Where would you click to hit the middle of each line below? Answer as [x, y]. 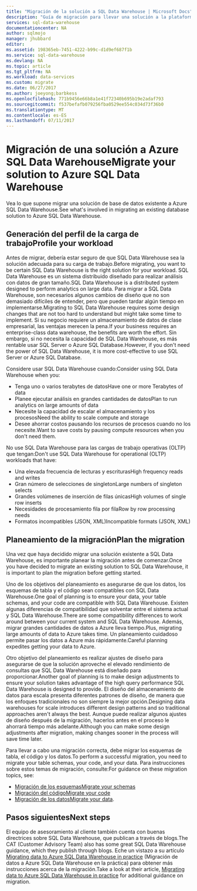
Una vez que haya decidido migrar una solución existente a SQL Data [90, 554]
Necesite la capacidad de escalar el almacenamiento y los [85, 411]
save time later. [24, 739]
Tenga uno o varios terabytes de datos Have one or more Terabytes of [99, 386]
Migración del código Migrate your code [62, 792]
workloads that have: [31, 460]
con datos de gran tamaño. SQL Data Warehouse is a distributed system [92, 282]
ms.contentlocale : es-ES [36, 115]
